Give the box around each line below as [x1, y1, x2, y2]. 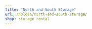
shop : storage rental [5, 16, 50, 21]
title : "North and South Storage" [5, 7, 77, 12]
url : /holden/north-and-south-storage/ [5, 12, 88, 17]
